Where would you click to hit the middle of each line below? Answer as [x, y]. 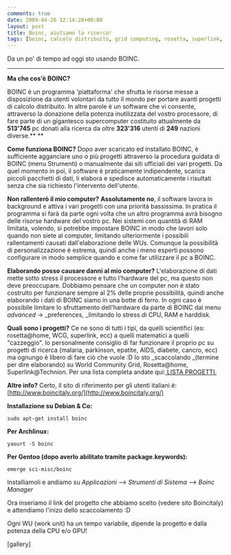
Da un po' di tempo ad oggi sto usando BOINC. [73, 59]
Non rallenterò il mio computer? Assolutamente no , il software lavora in [110, 199]
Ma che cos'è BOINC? [39, 78]
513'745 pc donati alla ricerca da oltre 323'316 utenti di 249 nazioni [104, 129]
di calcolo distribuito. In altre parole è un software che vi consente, [101, 107]
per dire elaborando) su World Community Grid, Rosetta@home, [98, 365]
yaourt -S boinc [30, 444]
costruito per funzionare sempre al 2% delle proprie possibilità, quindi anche [115, 293]
